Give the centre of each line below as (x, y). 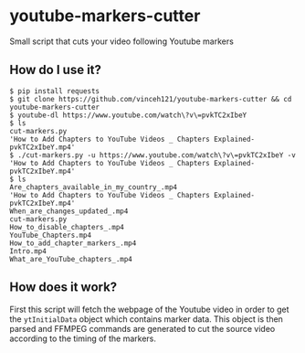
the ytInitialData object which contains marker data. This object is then (146, 319)
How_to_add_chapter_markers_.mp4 (73, 243)
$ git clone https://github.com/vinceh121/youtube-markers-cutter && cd (151, 99)
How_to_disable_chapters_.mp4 (67, 227)
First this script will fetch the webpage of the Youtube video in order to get (149, 309)
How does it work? (63, 288)
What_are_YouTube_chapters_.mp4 (71, 259)
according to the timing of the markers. (83, 338)
